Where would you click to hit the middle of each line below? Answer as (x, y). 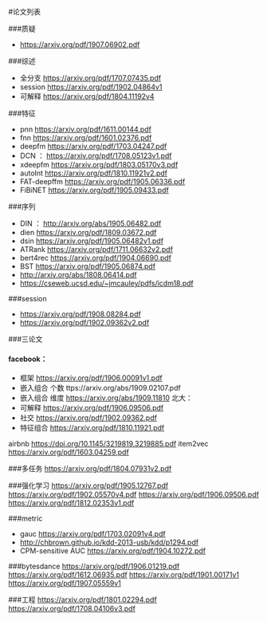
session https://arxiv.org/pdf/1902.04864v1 (91, 87)
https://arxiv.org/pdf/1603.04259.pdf (69, 452)
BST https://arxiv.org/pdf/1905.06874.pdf (88, 266)
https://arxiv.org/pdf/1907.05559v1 (65, 584)
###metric (26, 519)
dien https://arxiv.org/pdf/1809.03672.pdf (88, 232)
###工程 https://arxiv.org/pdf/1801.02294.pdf (82, 599)
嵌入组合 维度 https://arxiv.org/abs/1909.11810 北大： (106, 398)
